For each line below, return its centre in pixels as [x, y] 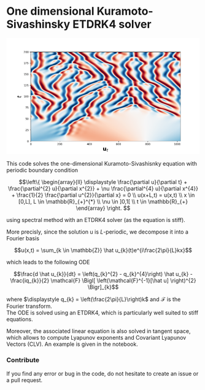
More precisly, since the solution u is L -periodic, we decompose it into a [98, 232]
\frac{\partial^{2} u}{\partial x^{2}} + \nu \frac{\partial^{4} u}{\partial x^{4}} [103, 189]
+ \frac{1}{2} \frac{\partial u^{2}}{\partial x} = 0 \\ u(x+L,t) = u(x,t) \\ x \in [103, 195]
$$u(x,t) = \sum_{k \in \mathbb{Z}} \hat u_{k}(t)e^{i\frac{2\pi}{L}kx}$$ [103, 250]
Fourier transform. [29, 306]
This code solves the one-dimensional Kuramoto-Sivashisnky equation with [102, 164]
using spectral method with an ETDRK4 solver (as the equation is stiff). [96, 220]
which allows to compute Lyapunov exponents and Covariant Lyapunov [96, 338]
